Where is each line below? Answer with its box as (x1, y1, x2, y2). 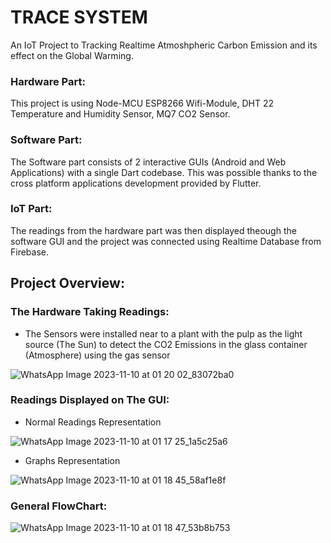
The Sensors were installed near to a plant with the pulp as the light (24, 327, 303, 340)
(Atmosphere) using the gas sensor (24, 349, 171, 361)
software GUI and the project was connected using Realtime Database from (10, 235, 322, 247)
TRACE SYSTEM (10, 6, 148, 29)
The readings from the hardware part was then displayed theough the (10, 224, 297, 236)
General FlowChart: (10, 499, 108, 513)
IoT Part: (10, 202, 53, 216)
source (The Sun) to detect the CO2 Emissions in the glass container (24, 338, 308, 350)
